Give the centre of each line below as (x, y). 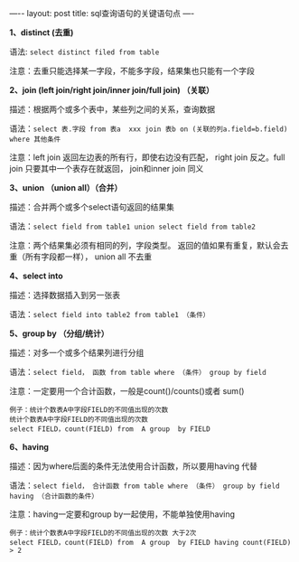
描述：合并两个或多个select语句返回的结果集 (92, 207)
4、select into (36, 276)
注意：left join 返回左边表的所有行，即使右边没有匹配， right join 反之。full (147, 157)
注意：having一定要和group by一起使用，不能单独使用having (122, 514)
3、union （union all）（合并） (66, 187)
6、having (29, 447)
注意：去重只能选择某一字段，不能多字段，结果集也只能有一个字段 (132, 71)
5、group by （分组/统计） (60, 333)
